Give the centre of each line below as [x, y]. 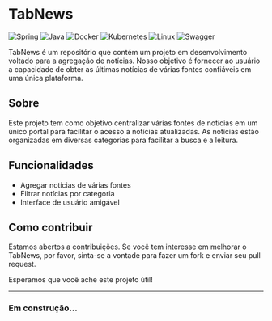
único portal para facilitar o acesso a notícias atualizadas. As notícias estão [134, 131]
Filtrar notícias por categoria [67, 193]
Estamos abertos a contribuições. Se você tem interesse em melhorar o [127, 247]
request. [22, 264]
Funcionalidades [51, 165]
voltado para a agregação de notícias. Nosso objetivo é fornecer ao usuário [134, 61]
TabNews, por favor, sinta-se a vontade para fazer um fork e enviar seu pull [134, 256]
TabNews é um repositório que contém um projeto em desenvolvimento [128, 52]
